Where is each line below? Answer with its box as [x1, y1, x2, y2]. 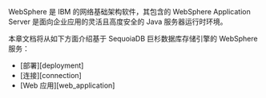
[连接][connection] [19, 71, 82, 80]
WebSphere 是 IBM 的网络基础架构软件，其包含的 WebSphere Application [8, 7, 251, 16]
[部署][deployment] [19, 61, 84, 70]
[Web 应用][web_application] [19, 80, 115, 90]
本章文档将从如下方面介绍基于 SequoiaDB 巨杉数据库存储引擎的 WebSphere [8, 34, 258, 43]
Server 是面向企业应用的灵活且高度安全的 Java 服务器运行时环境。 [8, 17, 228, 26]
